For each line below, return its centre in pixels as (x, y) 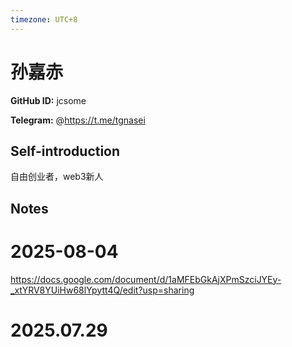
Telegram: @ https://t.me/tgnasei (78, 120)
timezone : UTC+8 (44, 19)
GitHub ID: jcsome (48, 100)
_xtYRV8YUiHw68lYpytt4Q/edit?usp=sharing (102, 290)
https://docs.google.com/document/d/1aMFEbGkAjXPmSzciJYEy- (146, 279)
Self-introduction (65, 151)
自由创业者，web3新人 (57, 177)
